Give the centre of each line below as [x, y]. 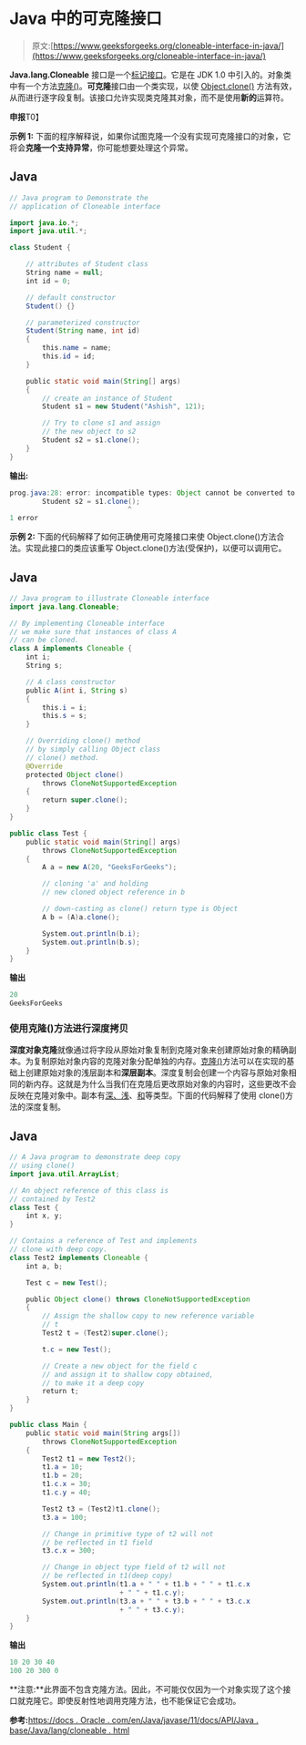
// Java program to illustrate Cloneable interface [109, 598]
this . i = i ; [65, 707]
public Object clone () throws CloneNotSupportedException [138, 1299]
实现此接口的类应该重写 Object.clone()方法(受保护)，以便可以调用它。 [156, 549]
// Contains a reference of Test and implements [103, 1241]
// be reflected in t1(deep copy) [107, 1576]
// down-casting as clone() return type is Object [140, 909]
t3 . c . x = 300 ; [69, 1551]
